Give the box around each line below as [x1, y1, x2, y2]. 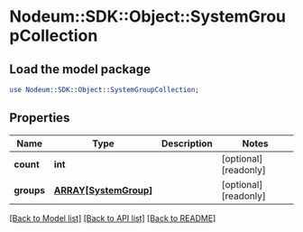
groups [14, 183, 46, 196]
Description [161, 137, 214, 150]
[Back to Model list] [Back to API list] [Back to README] [9, 212, 216, 223]
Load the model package [9, 61, 151, 77]
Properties [9, 110, 70, 125]
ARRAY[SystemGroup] [53, 183, 153, 196]
